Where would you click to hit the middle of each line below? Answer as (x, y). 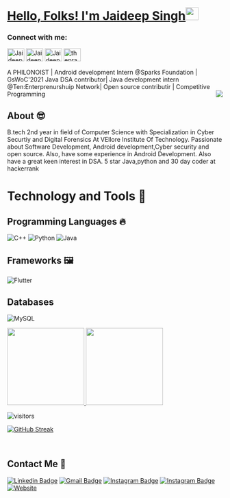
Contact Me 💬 (37, 464)
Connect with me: (37, 38)
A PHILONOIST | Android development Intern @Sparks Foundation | (102, 73)
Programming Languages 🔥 (67, 222)
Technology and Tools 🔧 (77, 196)
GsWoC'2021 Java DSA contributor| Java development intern (93, 79)
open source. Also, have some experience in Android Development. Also (109, 154)
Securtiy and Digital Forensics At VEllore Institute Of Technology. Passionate (115, 140)
